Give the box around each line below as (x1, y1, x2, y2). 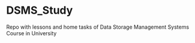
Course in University (6, 29, 57, 36)
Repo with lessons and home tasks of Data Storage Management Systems (6, 23, 190, 30)
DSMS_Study (6, 4, 73, 17)
